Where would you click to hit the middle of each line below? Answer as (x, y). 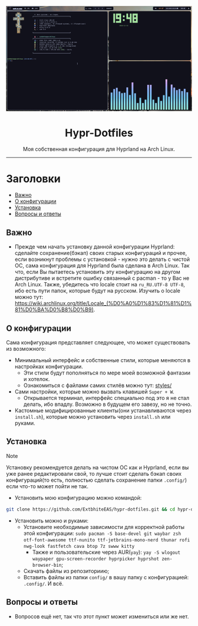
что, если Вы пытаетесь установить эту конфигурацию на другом (98, 272)
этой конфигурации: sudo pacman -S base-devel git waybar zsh (102, 533)
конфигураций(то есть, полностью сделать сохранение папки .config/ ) (97, 480)
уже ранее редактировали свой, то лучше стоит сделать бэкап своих (94, 473)
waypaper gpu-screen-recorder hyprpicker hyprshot (96, 559)
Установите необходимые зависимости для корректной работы (104, 527)
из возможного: (26, 349)
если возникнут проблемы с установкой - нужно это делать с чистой (102, 259)
